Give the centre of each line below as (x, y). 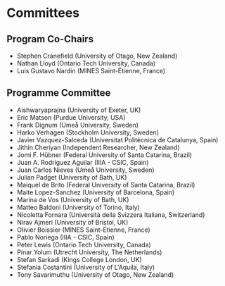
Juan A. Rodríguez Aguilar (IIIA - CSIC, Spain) (83, 162)
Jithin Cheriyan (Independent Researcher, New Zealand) (98, 147)
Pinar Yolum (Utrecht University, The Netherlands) (89, 252)
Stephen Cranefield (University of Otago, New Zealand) (97, 56)
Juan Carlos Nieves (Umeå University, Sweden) (86, 170)
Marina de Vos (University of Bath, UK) (73, 199)
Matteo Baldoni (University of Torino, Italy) (78, 207)
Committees (43, 13)
